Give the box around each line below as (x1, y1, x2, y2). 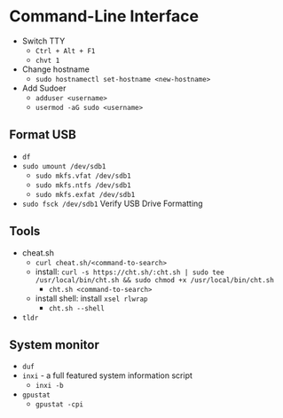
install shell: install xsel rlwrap (35, 293, 148, 304)
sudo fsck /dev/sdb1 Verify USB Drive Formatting (21, 198, 203, 209)
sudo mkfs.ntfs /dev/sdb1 (35, 180, 131, 190)
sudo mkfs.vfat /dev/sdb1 (35, 171, 131, 180)
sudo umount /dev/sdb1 (21, 162, 106, 170)
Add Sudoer (21, 83, 67, 93)
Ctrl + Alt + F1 (35, 46, 96, 55)
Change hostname (21, 64, 90, 75)
